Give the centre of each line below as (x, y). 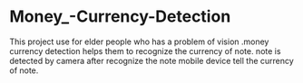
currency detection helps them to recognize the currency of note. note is (145, 51)
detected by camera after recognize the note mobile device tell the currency (152, 60)
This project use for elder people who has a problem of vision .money (139, 41)
